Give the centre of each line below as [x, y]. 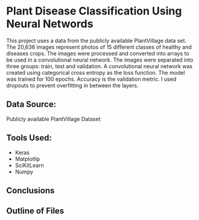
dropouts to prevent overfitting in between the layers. [72, 85]
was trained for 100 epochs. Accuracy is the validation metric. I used [91, 79]
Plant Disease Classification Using [94, 11]
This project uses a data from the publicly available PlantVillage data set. [96, 40]
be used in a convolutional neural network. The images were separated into [100, 60]
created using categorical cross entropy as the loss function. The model [96, 72]
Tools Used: [29, 138]
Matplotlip [27, 159]
